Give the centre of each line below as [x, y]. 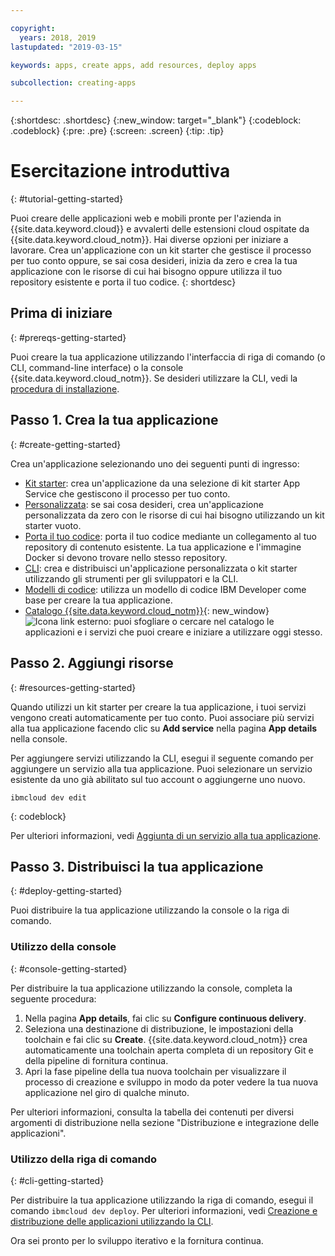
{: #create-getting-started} [66, 444]
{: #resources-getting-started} [73, 687]
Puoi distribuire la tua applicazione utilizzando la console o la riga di [150, 910]
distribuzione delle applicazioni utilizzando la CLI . [112, 1221]
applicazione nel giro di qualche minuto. [107, 1092]
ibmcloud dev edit [48, 797]
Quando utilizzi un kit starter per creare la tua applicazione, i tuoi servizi [158, 707]
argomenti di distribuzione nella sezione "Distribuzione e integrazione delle [165, 1122]
